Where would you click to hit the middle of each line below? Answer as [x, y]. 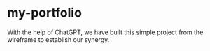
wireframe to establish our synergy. [58, 39]
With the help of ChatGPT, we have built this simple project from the [105, 32]
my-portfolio [45, 13]
